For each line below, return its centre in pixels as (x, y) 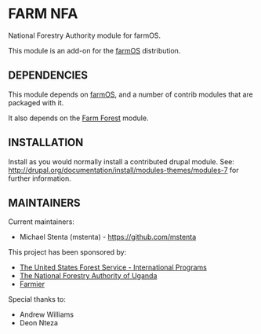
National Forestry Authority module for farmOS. (85, 35)
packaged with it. (36, 102)
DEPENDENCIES (48, 75)
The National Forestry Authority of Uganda (88, 276)
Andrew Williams (47, 314)
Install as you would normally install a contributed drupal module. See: (121, 161)
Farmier (32, 284)
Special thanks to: (37, 299)
